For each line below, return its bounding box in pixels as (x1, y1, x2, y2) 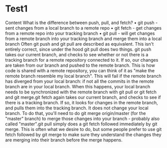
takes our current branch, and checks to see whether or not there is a (5, 51, 148, 58)
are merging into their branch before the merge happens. (5, 136, 122, 143)
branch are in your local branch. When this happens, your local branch (5, 83, 150, 89)
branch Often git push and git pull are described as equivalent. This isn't (5, 41, 154, 47)
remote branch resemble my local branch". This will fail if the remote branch (5, 73, 161, 79)
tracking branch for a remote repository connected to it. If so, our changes (5, 57, 158, 63)
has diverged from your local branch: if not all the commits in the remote (5, 78, 154, 84)
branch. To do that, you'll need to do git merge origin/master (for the (5, 110, 146, 116)
